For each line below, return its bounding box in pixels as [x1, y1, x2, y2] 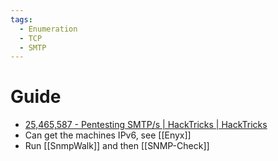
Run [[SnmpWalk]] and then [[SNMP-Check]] [24, 140, 210, 152]
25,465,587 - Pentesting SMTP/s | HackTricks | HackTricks [24, 119, 268, 131]
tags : [10, 14, 33, 25]
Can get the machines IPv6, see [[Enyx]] [24, 129, 192, 141]
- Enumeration [19, 24, 78, 34]
